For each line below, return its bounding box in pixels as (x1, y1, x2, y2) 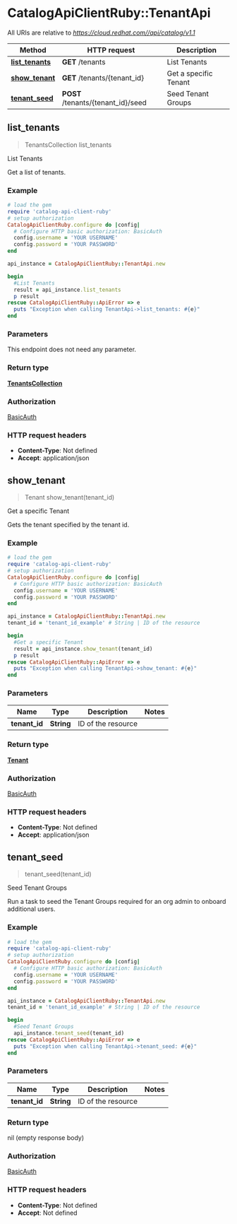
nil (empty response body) (7, 1134, 85, 1142)
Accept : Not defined (17, 1208, 78, 1217)
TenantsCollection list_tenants (24, 140, 112, 149)
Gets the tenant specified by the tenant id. (7, 521, 130, 529)
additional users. (7, 905, 56, 913)
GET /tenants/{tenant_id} (62, 73, 145, 83)
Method (19, 45, 47, 54)
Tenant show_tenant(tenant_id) (24, 493, 115, 502)
